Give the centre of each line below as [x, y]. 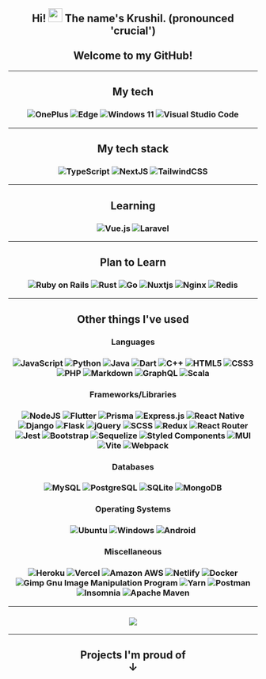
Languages [133, 342]
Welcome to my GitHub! [133, 56]
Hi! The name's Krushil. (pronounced [133, 19]
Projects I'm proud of [133, 655]
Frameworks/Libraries [133, 394]
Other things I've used [133, 319]
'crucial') [133, 31]
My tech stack [133, 149]
